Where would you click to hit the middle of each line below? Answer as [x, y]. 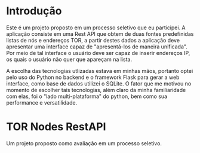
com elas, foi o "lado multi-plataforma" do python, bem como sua [87, 96]
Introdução [34, 11]
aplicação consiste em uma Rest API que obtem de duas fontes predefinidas [100, 33]
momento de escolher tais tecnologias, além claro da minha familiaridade [96, 90]
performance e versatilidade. [42, 102]
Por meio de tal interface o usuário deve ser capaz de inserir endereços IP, [98, 53]
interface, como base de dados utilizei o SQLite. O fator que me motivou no [99, 83]
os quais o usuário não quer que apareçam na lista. [69, 59]
